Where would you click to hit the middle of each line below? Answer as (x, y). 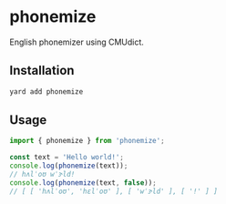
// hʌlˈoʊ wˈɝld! (42, 175)
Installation (42, 71)
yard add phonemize (46, 92)
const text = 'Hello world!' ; (67, 158)
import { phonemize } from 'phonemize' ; (87, 141)
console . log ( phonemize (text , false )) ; (83, 183)
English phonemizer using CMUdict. (77, 42)
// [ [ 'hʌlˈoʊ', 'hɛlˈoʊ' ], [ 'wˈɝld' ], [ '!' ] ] (114, 191)
